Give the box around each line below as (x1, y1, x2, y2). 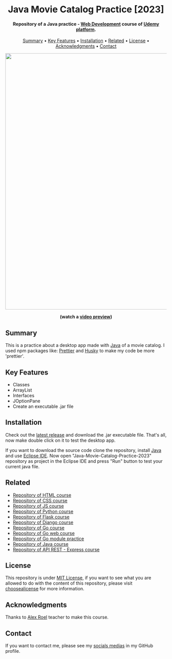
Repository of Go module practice (12, 536, 84, 542)
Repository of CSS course (12, 497, 68, 503)
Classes (12, 382, 30, 388)
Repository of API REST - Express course (12, 546, 100, 552)
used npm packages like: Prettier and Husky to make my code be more (5, 347, 155, 354)
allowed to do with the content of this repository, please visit (5, 580, 133, 586)
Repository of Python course (12, 508, 74, 514)
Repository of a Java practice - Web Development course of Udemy (12, 20, 160, 27)
